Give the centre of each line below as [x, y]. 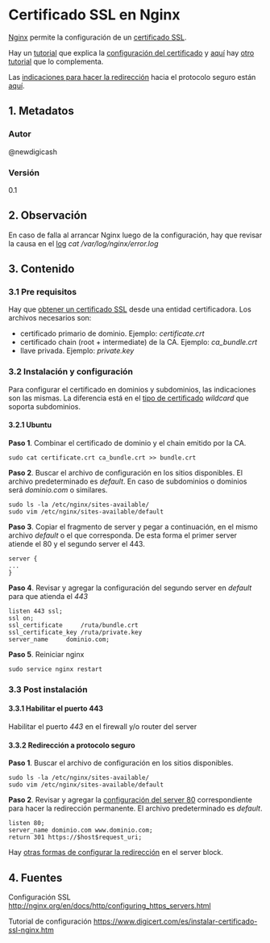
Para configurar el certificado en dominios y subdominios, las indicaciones [132, 389]
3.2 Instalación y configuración [71, 371]
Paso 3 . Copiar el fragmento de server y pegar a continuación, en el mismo [133, 526]
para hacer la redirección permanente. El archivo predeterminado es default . [135, 808]
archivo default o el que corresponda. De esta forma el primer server [123, 535]
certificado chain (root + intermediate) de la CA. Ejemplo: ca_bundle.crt [139, 342]
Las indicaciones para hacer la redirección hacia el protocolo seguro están [132, 77]
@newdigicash [33, 152]
